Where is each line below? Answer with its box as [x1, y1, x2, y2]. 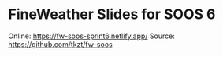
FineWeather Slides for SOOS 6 [8, 5, 216, 23]
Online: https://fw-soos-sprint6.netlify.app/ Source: [8, 31, 175, 41]
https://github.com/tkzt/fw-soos [8, 39, 113, 48]
